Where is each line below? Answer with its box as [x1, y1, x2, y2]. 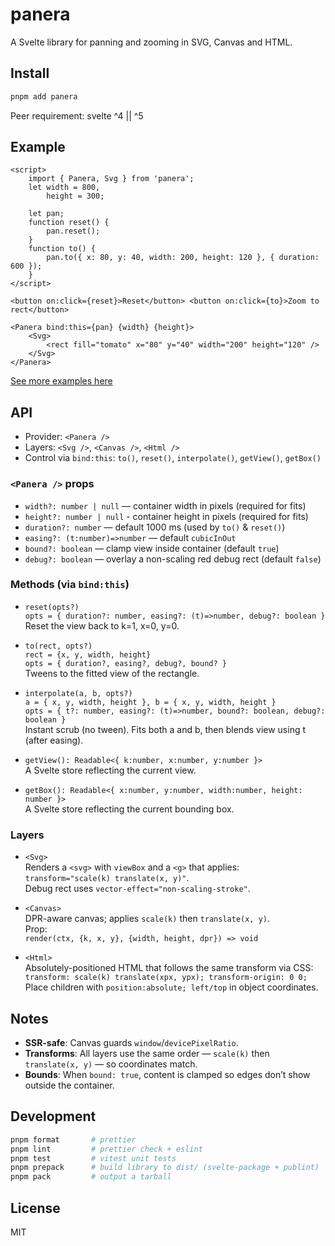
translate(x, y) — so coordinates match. [24, 1058, 198, 1070]
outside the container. [24, 1079, 115, 1091]
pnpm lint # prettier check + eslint [10, 1144, 203, 1154]
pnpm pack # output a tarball [10, 1172, 172, 1182]
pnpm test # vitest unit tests [10, 1153, 177, 1163]
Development [10, 1108, 97, 1125]
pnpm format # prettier [10, 1134, 137, 1145]
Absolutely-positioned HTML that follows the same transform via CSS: [24, 962, 314, 974]
